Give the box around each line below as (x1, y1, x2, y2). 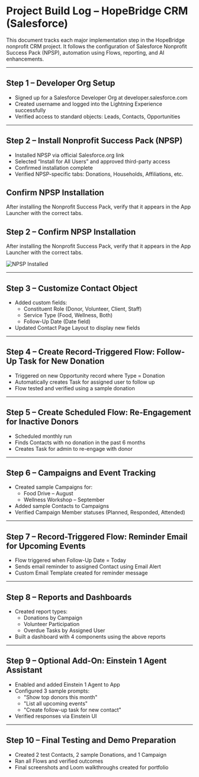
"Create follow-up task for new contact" (23, 706, 121, 713)
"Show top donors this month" (23, 693, 98, 700)
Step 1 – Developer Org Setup (6, 78, 115, 89)
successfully (14, 106, 46, 113)
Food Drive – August (23, 490, 73, 497)
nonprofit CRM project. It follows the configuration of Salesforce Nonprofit (6, 43, 188, 50)
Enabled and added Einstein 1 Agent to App (14, 681, 120, 688)
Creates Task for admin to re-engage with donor (14, 445, 133, 452)
